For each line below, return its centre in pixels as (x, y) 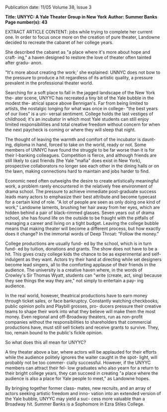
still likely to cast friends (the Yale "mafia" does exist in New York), (73, 161)
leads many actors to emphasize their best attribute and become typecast (81, 197)
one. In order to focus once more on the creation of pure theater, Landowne (83, 37)
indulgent (15, 259)
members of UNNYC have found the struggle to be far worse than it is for (80, 150)
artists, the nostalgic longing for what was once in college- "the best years (82, 108)
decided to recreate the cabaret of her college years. (59, 42)
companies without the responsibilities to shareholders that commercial (78, 322)
